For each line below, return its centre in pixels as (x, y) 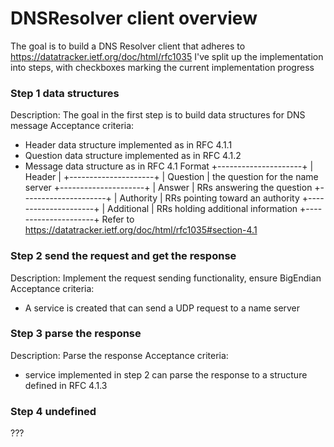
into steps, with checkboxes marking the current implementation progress (162, 67)
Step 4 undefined (53, 411)
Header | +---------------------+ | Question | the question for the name (171, 177)
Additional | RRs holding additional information (202, 209)
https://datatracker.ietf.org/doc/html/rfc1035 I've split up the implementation (167, 56)
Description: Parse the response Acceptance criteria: (119, 355)
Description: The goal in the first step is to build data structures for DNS (158, 115)
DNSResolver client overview (134, 18)
